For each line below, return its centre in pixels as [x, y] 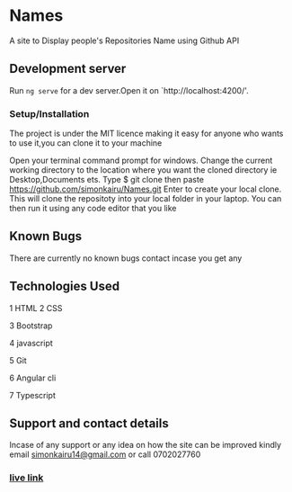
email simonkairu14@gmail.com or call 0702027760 [105, 454]
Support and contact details [89, 424]
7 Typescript [32, 395]
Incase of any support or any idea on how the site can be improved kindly [145, 445]
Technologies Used [64, 286]
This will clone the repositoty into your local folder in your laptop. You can [146, 199]
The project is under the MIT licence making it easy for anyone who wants [146, 134]
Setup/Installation [49, 113]
